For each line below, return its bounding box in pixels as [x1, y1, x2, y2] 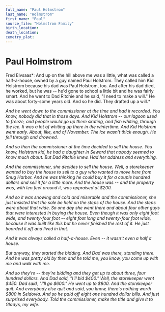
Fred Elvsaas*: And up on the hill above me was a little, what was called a [5, 72, 154, 78]
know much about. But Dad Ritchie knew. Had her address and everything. [5, 154, 157, 160]
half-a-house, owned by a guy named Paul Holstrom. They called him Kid [5, 77, 154, 83]
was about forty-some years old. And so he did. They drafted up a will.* [5, 98, 151, 104]
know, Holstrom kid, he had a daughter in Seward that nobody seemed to [5, 149, 154, 155]
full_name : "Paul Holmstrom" [5, 7, 65, 12]
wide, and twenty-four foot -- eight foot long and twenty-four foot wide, [5, 215, 151, 221]
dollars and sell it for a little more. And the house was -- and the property [5, 179, 154, 185]
